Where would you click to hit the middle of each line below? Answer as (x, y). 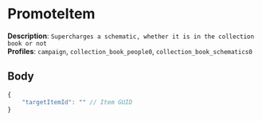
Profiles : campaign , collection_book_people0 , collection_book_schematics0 (130, 51)
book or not (27, 43)
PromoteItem (51, 14)
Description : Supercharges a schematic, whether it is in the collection (131, 36)
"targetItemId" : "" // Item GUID (77, 102)
